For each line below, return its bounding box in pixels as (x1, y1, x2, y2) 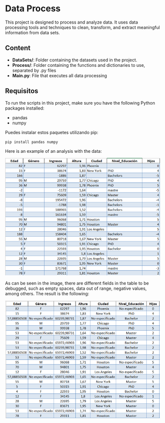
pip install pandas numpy (5, 140, 58, 144)
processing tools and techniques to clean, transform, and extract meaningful (5, 24, 160, 30)
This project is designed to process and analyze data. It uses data (5, 19, 138, 25)
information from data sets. (5, 29, 60, 35)
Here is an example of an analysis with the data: (5, 148, 102, 154)
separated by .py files (12, 67, 56, 73)
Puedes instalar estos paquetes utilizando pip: (5, 129, 99, 135)
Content (5, 44, 31, 52)
